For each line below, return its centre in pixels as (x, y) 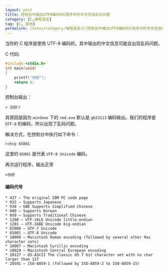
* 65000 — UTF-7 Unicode (31, 228)
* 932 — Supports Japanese (33, 202)
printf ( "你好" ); (30, 78)
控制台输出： (18, 97)
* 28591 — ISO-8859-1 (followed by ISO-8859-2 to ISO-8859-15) (72, 263)
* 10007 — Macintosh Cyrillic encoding (47, 246)
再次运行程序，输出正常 (29, 165)
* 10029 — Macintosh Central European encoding (56, 250)
